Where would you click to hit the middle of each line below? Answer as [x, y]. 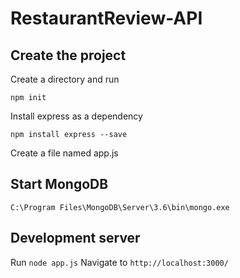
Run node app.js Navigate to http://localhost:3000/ [119, 262]
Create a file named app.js [64, 153]
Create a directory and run [65, 79]
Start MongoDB [59, 184]
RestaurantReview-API [106, 18]
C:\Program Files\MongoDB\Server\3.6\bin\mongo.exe [120, 207]
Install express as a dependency [76, 116]
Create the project [68, 55]
